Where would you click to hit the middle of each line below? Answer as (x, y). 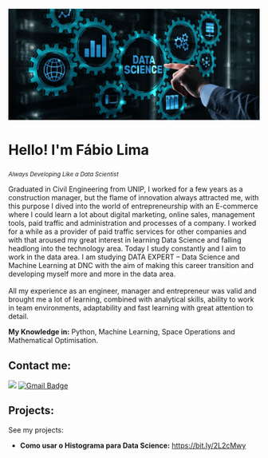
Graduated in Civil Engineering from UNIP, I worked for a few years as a (126, 189)
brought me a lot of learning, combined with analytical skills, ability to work (131, 299)
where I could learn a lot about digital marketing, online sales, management (132, 215)
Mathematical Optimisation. (53, 341)
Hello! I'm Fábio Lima (79, 150)
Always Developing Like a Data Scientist (64, 175)
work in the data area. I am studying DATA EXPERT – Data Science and (124, 257)
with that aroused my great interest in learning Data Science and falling (125, 240)
